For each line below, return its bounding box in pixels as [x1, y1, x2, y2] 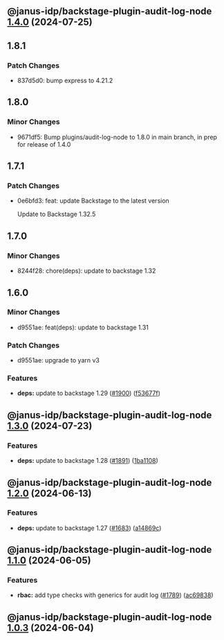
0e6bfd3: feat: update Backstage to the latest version [17, 196, 169, 205]
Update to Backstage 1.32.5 [17, 210, 96, 219]
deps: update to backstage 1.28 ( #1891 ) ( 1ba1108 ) [17, 457, 159, 465]
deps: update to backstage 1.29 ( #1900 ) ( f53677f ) [17, 389, 160, 397]
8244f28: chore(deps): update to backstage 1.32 [17, 266, 156, 275]
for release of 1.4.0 [17, 140, 71, 148]
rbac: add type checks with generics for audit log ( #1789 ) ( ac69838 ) [17, 591, 214, 599]
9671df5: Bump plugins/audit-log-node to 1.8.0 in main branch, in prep [17, 133, 218, 141]
